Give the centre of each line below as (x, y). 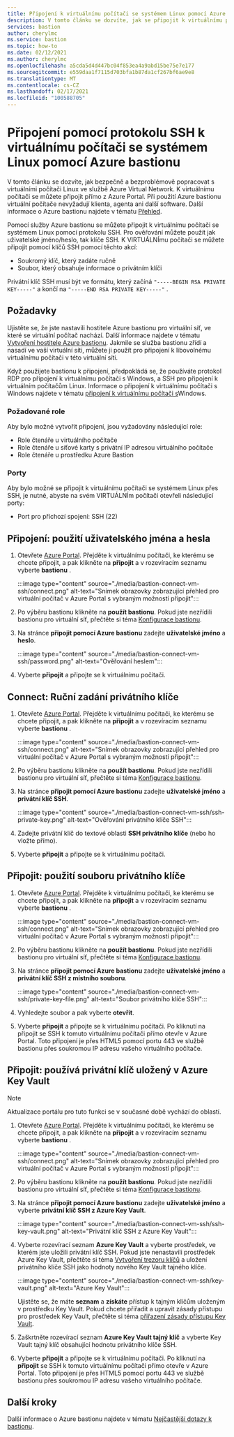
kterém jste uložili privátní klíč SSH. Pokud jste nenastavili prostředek (116, 1252)
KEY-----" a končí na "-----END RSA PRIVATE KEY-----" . (88, 289)
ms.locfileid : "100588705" (46, 98)
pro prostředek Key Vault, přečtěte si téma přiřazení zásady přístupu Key (122, 1316)
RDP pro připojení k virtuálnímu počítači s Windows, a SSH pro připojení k (112, 378)
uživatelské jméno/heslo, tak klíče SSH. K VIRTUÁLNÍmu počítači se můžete (116, 239)
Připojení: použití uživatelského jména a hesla (109, 538)
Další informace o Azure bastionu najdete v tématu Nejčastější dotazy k (110, 1419)
